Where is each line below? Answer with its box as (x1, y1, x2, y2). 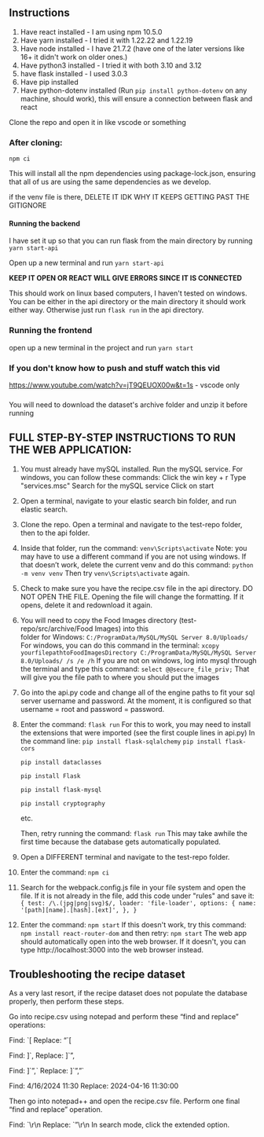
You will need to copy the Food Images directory (20, 615, 178, 625)
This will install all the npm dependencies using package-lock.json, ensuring (9, 169, 256, 178)
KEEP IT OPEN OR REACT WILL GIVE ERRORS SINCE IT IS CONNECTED (9, 273, 243, 283)
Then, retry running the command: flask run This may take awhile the (20, 828, 248, 838)
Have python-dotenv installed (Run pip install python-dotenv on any (20, 86, 247, 95)
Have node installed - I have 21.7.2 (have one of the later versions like (20, 43, 245, 53)
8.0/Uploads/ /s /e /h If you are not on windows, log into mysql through (20, 655, 257, 665)
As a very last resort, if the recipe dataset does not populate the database (9, 988, 248, 998)
